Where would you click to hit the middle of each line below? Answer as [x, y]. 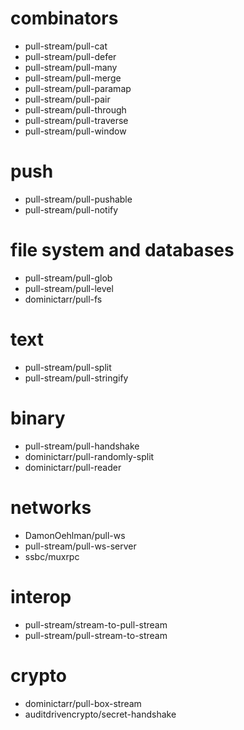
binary [38, 418]
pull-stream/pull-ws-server [80, 546]
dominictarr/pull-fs [63, 299]
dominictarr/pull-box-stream [83, 703]
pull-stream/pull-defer [70, 56]
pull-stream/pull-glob [68, 278]
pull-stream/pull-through [75, 109]
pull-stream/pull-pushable [78, 199]
